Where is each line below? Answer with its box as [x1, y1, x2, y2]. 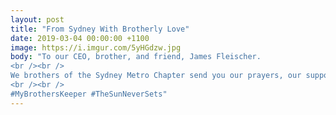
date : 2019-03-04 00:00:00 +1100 [10, 33, 150, 43]
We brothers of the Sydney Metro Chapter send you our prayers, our [10, 71, 302, 81]
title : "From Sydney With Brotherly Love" [10, 24, 190, 34]
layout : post [10, 14, 65, 25]
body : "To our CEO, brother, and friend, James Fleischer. [10, 52, 262, 62]
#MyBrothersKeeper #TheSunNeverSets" [10, 89, 168, 99]
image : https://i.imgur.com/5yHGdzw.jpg [10, 42, 182, 53]
